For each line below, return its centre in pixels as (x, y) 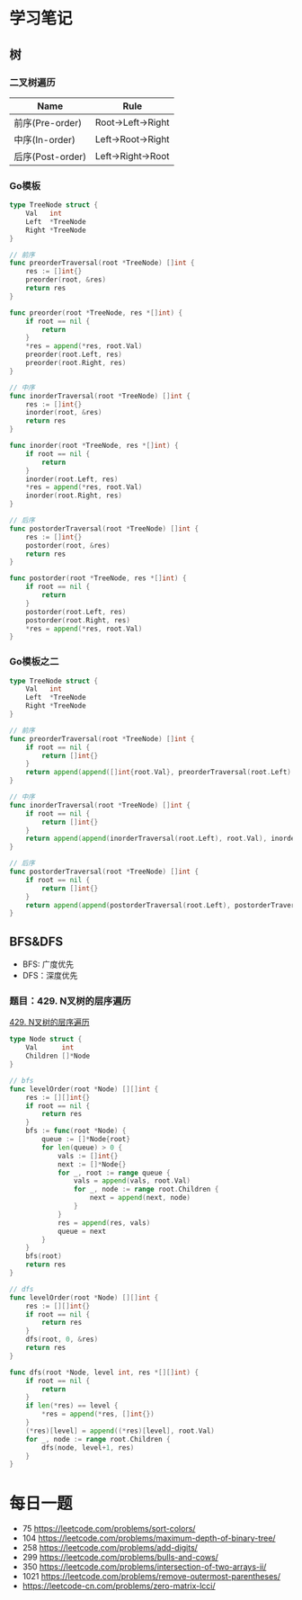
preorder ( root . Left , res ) (74, 355)
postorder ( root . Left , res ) (76, 612)
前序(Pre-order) (48, 122)
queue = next (81, 1231)
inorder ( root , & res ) (64, 413)
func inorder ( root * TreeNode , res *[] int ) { (94, 446)
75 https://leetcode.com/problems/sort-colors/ (109, 1529)
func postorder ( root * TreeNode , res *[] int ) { (98, 578)
